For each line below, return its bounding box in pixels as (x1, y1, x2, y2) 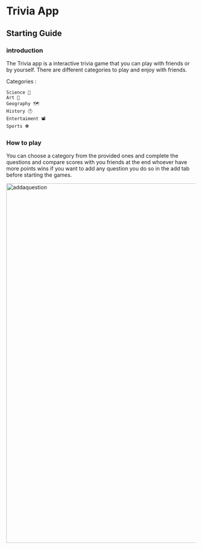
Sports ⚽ (6, 123, 29, 129)
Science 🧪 (6, 89, 31, 96)
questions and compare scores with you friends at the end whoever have (6, 159, 188, 166)
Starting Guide (6, 28, 62, 38)
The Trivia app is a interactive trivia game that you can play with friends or (6, 59, 190, 67)
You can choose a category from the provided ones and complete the (6, 152, 179, 160)
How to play (6, 138, 42, 147)
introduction (6, 46, 43, 55)
